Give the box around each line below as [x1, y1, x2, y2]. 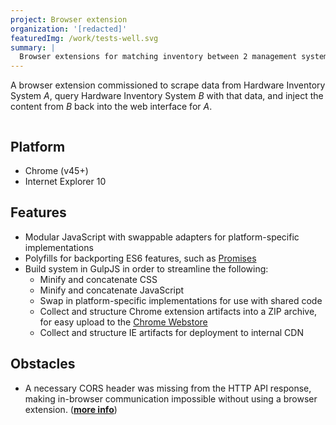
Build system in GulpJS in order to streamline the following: [24, 262, 269, 275]
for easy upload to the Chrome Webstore [39, 316, 208, 328]
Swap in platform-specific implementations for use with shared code [39, 294, 323, 306]
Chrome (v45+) [24, 164, 89, 176]
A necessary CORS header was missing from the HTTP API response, [24, 382, 312, 394]
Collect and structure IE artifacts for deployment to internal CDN [39, 326, 305, 338]
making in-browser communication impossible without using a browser [24, 392, 318, 405]
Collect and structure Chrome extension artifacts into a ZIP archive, [39, 305, 318, 317]
